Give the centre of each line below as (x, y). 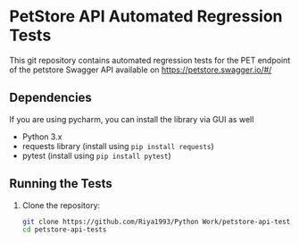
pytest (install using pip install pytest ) (96, 155)
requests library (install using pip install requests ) (118, 146)
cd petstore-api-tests (64, 230)
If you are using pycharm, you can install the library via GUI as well (132, 119)
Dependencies (50, 98)
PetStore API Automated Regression (146, 17)
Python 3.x (42, 137)
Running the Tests (61, 184)
